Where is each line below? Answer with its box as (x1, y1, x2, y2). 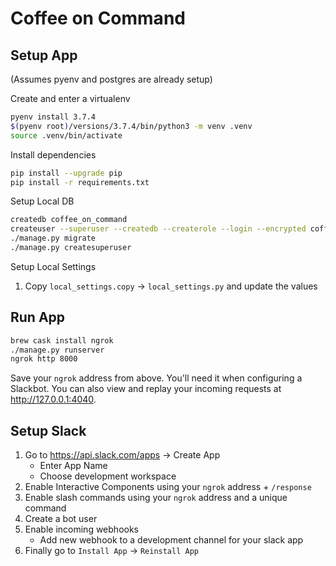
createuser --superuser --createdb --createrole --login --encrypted (10, 224, 307, 234)
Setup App (10, 47, 78, 64)
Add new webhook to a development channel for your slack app (39, 534, 304, 546)
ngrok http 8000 (10, 354, 78, 364)
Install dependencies (10, 148, 97, 161)
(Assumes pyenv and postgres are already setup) (10, 73, 213, 85)
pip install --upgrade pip (10, 168, 123, 178)
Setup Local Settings (10, 260, 97, 272)
